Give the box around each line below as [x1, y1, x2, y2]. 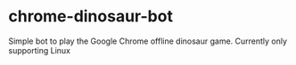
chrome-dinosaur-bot [8, 6, 173, 27]
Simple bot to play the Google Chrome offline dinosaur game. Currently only [8, 36, 287, 46]
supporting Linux [8, 45, 70, 55]
